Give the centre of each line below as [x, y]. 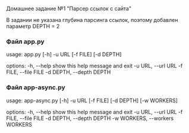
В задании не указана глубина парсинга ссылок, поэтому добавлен [92, 20]
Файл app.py [25, 41]
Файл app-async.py [36, 87]
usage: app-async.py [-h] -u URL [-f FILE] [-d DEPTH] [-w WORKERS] [92, 100]
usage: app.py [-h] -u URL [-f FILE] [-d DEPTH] [64, 54]
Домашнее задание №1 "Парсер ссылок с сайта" [69, 9]
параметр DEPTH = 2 [33, 26]
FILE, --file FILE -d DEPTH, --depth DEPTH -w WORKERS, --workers [90, 118]
